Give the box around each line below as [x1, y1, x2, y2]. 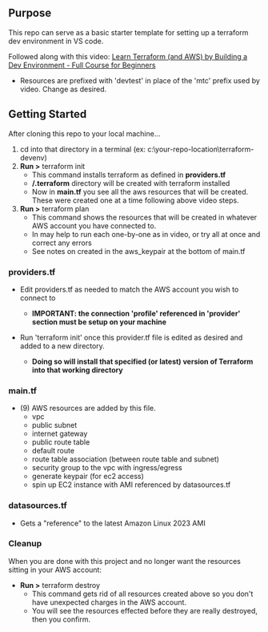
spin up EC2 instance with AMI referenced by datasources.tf [31, 480, 231, 489]
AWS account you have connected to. [31, 220, 157, 231]
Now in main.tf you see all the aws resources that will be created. [31, 187, 249, 196]
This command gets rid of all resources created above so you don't [31, 589, 254, 598]
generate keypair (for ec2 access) [31, 472, 144, 481]
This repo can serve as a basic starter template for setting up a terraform [8, 27, 249, 37]
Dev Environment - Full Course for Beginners [8, 60, 156, 70]
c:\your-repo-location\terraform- [147, 144, 254, 154]
